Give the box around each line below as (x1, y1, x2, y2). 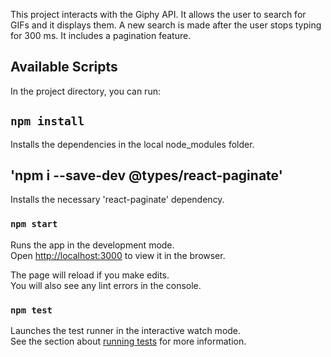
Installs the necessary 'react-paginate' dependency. (10, 194, 225, 206)
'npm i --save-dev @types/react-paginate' (10, 167, 283, 184)
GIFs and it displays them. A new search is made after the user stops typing (10, 19, 322, 31)
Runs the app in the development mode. (10, 239, 175, 251)
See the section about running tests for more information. (10, 335, 247, 348)
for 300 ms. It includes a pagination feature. (10, 30, 192, 41)
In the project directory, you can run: (10, 85, 161, 97)
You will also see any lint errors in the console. (10, 279, 202, 291)
